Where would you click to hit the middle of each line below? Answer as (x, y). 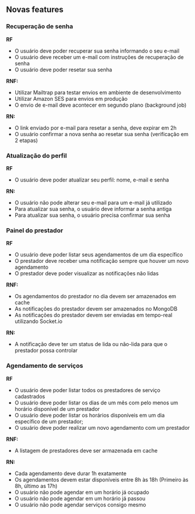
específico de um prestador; (49, 421)
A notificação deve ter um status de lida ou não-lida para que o (91, 344)
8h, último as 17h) (36, 486)
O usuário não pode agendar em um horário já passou (80, 498)
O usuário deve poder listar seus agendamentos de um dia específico (99, 255)
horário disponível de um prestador (57, 408)
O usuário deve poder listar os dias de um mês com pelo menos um (96, 403)
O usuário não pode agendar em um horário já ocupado (82, 492)
